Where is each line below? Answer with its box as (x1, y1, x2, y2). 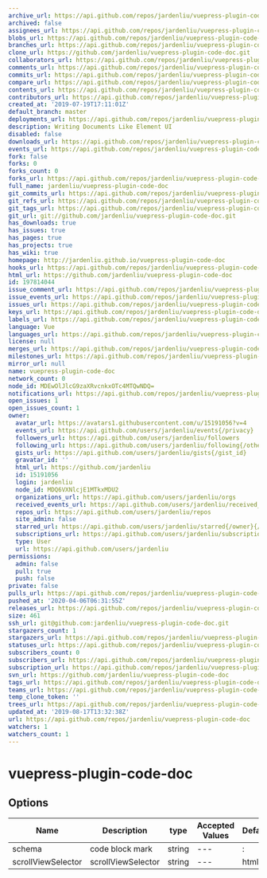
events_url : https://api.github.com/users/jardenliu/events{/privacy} (15, 426, 254, 434)
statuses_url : (8, 641, 56, 649)
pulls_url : (8, 590, 44, 598)
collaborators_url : (8, 57, 73, 65)
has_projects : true (8, 241, 73, 249)
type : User (15, 538, 52, 546)
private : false (8, 582, 59, 590)
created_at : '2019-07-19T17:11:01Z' (8, 100, 130, 108)
